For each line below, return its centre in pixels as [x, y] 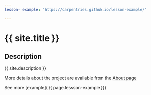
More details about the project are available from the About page [71, 78]
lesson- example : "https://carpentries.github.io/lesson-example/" [76, 10]
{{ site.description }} [25, 68]
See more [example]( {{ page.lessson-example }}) [56, 87]
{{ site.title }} [32, 38]
